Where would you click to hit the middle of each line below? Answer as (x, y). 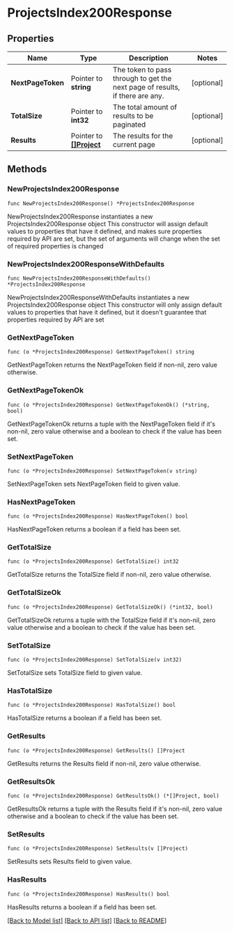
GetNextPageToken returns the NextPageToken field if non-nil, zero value (112, 365)
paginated (129, 125)
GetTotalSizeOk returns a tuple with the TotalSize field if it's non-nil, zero (111, 620)
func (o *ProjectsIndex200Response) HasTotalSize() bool (92, 705)
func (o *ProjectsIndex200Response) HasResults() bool (88, 894)
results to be (133, 116)
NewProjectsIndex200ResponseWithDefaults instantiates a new (99, 297)
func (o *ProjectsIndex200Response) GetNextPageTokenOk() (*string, (109, 405)
